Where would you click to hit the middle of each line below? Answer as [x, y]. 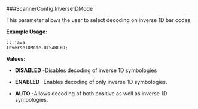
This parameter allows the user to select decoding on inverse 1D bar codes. [99, 20]
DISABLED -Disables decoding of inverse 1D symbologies [86, 70]
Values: [16, 59]
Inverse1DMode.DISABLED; [37, 48]
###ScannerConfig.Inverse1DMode [50, 9]
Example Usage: [27, 32]
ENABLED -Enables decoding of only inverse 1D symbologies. [91, 82]
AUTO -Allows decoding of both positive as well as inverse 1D [91, 94]
